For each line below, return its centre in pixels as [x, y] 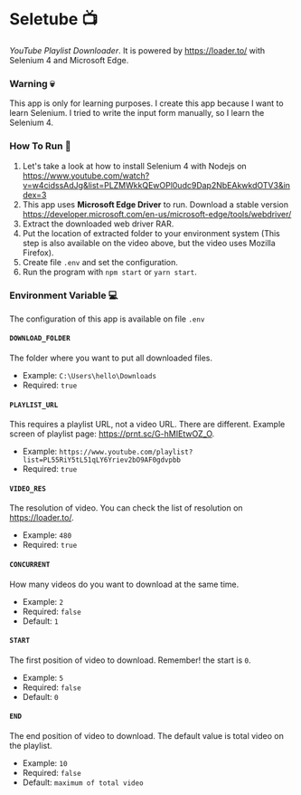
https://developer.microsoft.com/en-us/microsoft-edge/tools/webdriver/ [157, 214]
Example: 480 [47, 535]
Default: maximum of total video [83, 782]
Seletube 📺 [53, 19]
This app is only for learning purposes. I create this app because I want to [146, 103]
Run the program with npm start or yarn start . [109, 272]
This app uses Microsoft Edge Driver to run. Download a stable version [155, 204]
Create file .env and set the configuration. [100, 262]
